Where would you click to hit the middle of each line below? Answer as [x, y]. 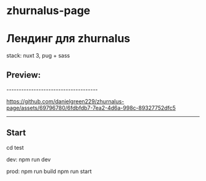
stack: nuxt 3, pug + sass [38, 56]
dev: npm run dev [29, 159]
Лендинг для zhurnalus [68, 39]
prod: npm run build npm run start [49, 171]
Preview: [24, 75]
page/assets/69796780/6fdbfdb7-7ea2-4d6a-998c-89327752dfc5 [91, 108]
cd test [15, 147]
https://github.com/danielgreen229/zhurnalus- [65, 101]
